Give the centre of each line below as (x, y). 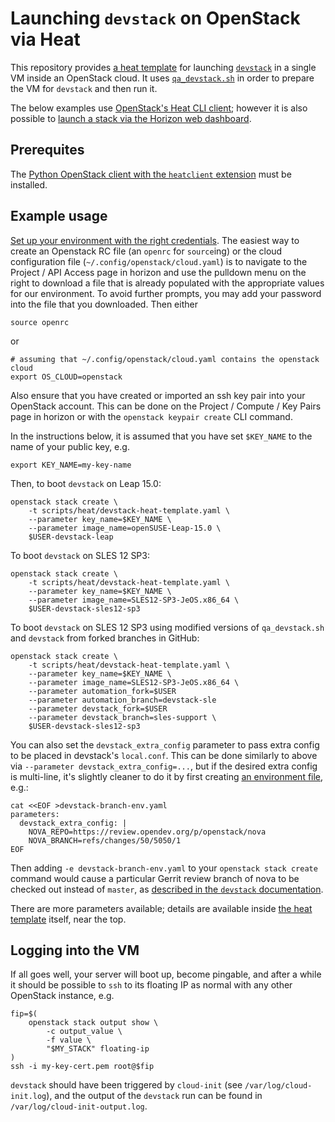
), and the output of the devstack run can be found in (154, 1096)
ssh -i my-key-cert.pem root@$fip (82, 1067)
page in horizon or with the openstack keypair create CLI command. (151, 416)
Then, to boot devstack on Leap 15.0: (86, 483)
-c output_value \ (84, 1032)
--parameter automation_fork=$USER (102, 691)
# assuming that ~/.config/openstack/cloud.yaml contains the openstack (165, 359)
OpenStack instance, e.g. (62, 996)
